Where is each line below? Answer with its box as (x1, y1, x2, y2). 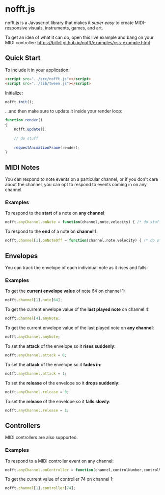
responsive (5, 25, 28, 30)
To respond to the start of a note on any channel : (5, 210, 106, 216)
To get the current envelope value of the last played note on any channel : (5, 325, 154, 331)
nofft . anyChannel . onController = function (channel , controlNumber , (5, 467, 144, 472)
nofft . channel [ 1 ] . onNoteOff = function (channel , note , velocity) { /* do (5, 238, 155, 243)
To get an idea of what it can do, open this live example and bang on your (5, 34, 154, 40)
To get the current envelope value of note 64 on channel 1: (5, 288, 125, 294)
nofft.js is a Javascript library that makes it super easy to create (5, 20, 134, 26)
